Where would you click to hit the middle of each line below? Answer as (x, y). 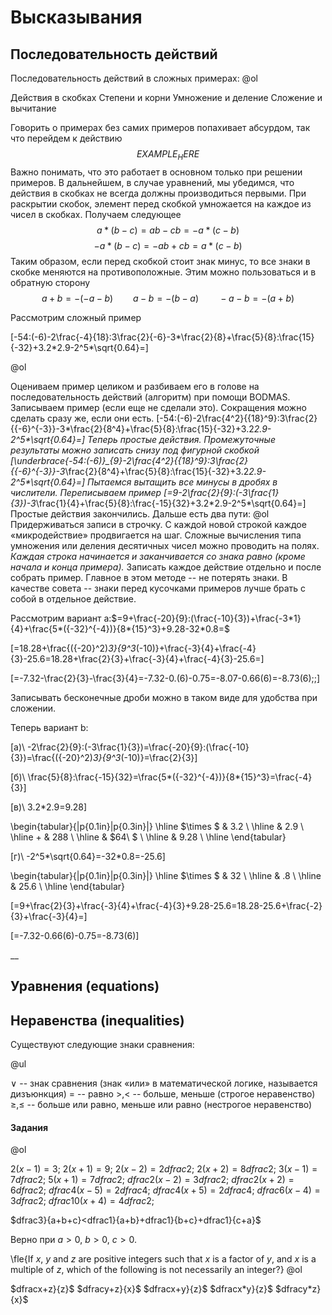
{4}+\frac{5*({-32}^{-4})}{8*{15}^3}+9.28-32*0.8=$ (120, 628)
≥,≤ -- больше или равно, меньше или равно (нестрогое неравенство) (161, 1104)
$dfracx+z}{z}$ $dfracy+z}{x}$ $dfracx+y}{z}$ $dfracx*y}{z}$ (142, 1289)
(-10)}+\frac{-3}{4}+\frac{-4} (196, 648)
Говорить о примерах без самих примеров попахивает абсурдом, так (160, 127)
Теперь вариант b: (49, 727)
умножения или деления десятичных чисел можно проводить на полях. (165, 545)
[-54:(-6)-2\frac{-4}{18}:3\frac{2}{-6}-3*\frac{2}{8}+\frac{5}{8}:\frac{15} (162, 337)
